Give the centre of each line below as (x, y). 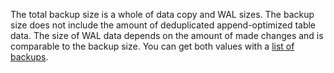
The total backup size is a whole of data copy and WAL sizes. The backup (162, 14)
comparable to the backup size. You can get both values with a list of (152, 46)
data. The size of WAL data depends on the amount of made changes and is (167, 35)
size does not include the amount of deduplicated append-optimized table (163, 25)
